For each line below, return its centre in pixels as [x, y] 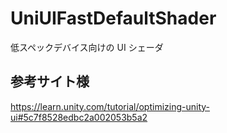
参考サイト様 [50, 82]
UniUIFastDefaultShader [113, 18]
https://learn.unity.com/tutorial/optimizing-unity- [110, 106]
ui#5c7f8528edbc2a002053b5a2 [79, 117]
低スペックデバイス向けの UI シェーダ [87, 47]
